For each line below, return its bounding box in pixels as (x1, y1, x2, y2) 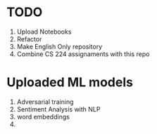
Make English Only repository (16, 42, 103, 51)
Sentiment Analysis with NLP (16, 105, 101, 113)
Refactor (16, 34, 42, 43)
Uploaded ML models (6, 74, 133, 91)
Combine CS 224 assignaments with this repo (16, 50, 150, 58)
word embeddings (16, 112, 70, 121)
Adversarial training (16, 98, 74, 106)
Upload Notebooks (16, 27, 72, 36)
